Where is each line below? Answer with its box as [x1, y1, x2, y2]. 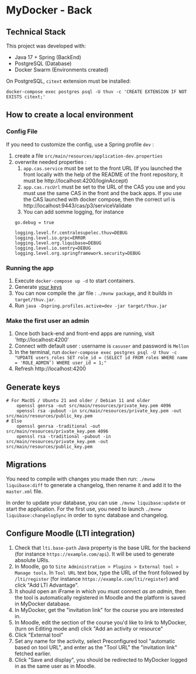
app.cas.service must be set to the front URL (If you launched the [23, 165, 183, 172]
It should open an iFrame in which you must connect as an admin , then [14, 587, 186, 595]
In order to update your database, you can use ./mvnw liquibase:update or [6, 499, 186, 506]
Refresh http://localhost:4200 [14, 365, 86, 372]
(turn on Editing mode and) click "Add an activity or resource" [14, 625, 164, 632]
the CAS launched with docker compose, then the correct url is [23, 196, 176, 203]
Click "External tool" [14, 631, 63, 638]
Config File [6, 127, 38, 135]
